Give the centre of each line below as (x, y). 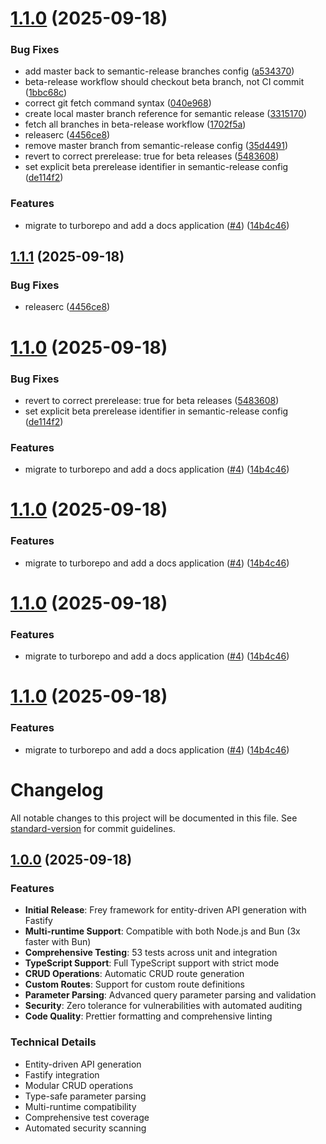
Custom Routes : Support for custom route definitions (134, 984)
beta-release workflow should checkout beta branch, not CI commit (164, 82)
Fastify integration (62, 1074)
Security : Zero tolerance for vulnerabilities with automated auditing (163, 1006)
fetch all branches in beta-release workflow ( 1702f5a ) (135, 124)
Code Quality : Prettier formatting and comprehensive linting (148, 1016)
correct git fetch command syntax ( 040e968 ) (118, 103)
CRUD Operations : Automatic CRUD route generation (134, 974)
